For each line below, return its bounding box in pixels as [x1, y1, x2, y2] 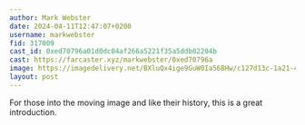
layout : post [9, 72, 59, 82]
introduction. [9, 106, 57, 118]
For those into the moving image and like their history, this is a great [9, 97, 263, 108]
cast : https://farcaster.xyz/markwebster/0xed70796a [9, 55, 213, 64]
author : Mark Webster [9, 13, 92, 23]
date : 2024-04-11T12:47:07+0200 [9, 22, 132, 31]
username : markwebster [9, 30, 95, 39]
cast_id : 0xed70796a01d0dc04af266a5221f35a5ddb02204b [9, 47, 218, 56]
